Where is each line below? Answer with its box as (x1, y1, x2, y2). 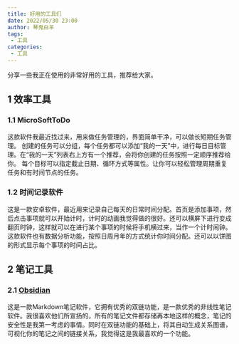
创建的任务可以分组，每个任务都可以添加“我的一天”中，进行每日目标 (21, 141, 221, 150)
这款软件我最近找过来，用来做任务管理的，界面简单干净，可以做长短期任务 (7, 132, 225, 141)
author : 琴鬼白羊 (7, 24, 55, 31)
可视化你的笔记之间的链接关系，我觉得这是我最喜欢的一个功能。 (7, 329, 194, 338)
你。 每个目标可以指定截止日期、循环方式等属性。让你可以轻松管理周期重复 (7, 159, 228, 167)
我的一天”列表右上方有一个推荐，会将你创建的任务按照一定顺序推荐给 (28, 150, 231, 159)
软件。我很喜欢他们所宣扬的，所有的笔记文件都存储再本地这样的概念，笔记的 (7, 311, 232, 320)
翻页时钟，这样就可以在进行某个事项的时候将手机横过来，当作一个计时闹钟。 (7, 222, 232, 231)
